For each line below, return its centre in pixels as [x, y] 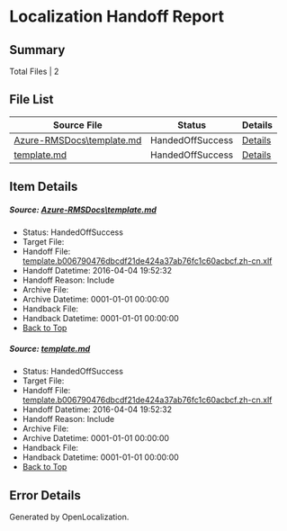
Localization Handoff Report [117, 17]
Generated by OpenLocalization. [69, 517]
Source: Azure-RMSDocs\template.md [83, 210]
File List [31, 99]
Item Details [44, 187]
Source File [78, 125]
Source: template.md [50, 348]
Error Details [45, 495]
